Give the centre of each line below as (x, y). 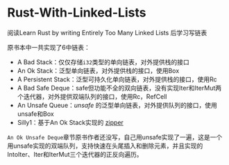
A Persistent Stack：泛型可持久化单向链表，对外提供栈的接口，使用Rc (117, 79)
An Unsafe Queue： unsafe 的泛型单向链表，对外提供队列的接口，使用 (117, 105)
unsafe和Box (35, 114)
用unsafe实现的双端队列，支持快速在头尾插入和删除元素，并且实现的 (105, 146)
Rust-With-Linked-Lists (77, 13)
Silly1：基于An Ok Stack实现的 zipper (70, 122)
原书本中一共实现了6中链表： (49, 47)
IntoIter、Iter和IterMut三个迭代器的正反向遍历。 (75, 154)
